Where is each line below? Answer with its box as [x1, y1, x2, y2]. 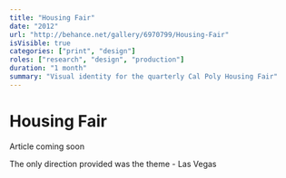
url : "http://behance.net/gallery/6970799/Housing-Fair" [9, 30, 230, 39]
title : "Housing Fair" [9, 13, 95, 23]
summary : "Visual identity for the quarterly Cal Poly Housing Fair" [9, 72, 279, 81]
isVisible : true [9, 38, 71, 48]
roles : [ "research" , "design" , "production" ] [9, 55, 184, 64]
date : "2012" [9, 22, 59, 31]
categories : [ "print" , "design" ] [9, 47, 136, 56]
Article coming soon [9, 141, 84, 152]
